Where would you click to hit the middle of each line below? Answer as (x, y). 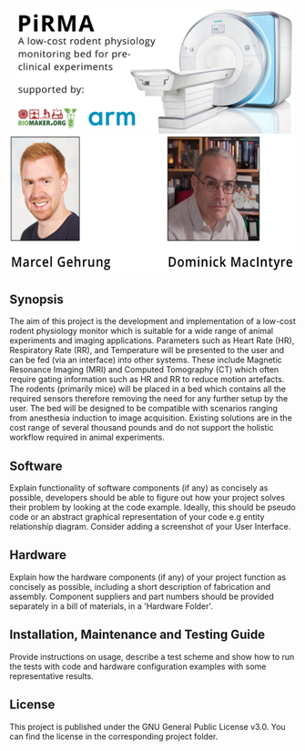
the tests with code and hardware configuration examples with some (138, 666)
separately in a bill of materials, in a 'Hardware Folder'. (112, 606)
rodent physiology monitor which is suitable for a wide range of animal (142, 331)
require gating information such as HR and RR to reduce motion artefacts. (147, 380)
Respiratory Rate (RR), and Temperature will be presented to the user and (147, 350)
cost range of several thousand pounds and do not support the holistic (142, 428)
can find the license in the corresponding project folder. (114, 736)
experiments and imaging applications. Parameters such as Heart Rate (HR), (152, 340)
